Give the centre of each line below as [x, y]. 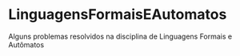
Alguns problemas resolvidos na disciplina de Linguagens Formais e [120, 36]
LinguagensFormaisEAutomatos [118, 15]
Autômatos [26, 44]
